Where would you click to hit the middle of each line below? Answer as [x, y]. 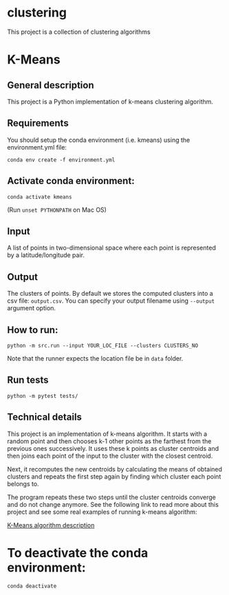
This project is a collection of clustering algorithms [79, 32]
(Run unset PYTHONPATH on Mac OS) [57, 210]
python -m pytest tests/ [43, 396]
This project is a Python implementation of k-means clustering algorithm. [110, 101]
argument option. [32, 308]
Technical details [45, 417]
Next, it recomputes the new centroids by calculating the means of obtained [115, 469]
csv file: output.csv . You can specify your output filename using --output [111, 301]
